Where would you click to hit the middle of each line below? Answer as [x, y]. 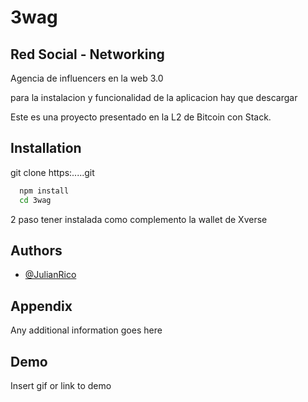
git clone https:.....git [52, 172]
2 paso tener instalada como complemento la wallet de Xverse [139, 219]
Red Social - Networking [87, 54]
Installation [46, 148]
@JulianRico [50, 275]
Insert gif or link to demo [61, 385]
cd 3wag [35, 200]
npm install [44, 191]
